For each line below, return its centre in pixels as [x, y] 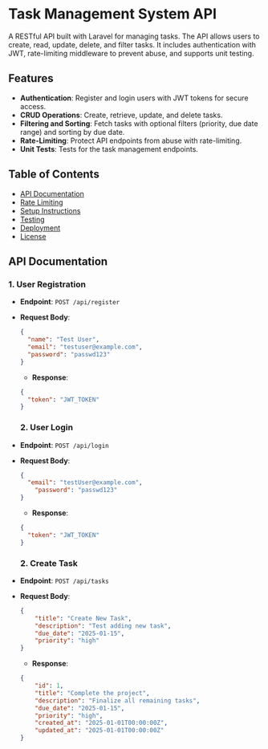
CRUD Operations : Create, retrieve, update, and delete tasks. [121, 115]
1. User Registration [47, 284]
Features [31, 78]
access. [33, 106]
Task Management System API [113, 14]
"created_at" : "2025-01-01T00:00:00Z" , [102, 723]
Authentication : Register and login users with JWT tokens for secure [134, 98]
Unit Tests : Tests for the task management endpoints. [109, 149]
